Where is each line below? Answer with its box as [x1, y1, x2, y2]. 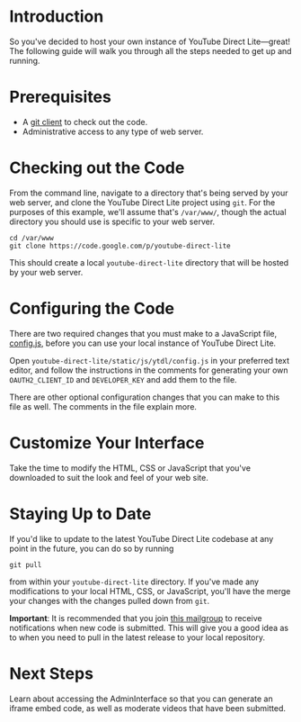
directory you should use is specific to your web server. [9, 216, 216, 227]
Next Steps [9, 663, 94, 683]
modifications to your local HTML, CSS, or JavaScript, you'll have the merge [9, 585, 291, 596]
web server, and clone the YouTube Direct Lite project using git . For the [9, 196, 276, 208]
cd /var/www [9, 233, 54, 242]
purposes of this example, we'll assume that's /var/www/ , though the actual [9, 206, 287, 217]
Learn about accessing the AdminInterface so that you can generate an [9, 693, 273, 704]
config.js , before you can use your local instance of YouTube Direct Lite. [9, 338, 277, 348]
